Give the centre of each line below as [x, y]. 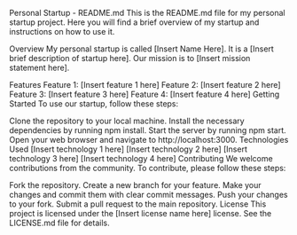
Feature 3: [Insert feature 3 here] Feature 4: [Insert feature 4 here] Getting [145, 94]
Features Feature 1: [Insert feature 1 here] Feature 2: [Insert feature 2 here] [145, 85]
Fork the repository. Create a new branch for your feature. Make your [135, 185]
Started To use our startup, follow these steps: [94, 104]
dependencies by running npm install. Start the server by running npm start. [148, 130]
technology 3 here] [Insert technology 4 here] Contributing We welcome [141, 158]
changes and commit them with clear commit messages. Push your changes [148, 195]
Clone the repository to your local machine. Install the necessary [127, 121]
